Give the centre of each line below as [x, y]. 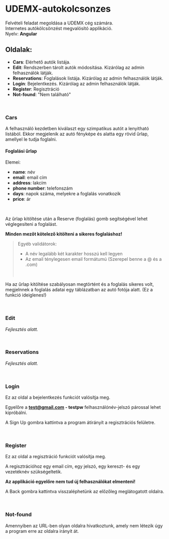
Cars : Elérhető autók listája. [42, 62]
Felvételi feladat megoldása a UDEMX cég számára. [59, 23]
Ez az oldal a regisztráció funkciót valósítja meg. [56, 457]
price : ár [22, 199]
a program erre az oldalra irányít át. [42, 531]
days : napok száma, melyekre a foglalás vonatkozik [66, 194]
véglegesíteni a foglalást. [31, 224]
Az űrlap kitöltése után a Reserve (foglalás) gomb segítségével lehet [77, 219]
